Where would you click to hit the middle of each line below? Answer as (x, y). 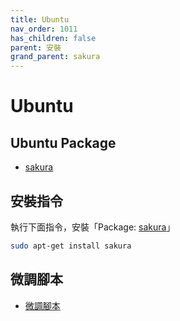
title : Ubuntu (40, 19)
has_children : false (53, 38)
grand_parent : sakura (55, 57)
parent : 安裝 (36, 47)
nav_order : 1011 (44, 29)
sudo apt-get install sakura (71, 246)
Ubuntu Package (63, 142)
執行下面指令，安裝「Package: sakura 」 (93, 227)
